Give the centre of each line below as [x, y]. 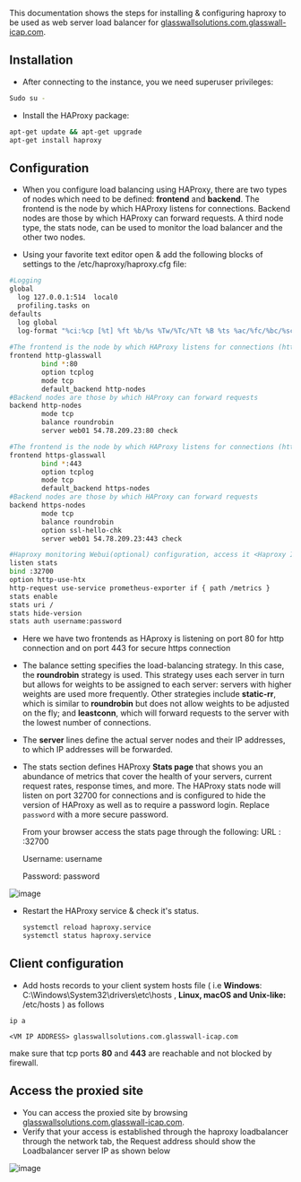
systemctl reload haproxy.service [86, 927]
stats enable [34, 596]
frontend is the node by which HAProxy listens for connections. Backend [156, 209]
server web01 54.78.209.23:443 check [112, 539]
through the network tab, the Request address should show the [139, 1141]
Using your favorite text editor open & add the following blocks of [142, 255]
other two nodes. [54, 238]
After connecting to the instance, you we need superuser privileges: [148, 82]
